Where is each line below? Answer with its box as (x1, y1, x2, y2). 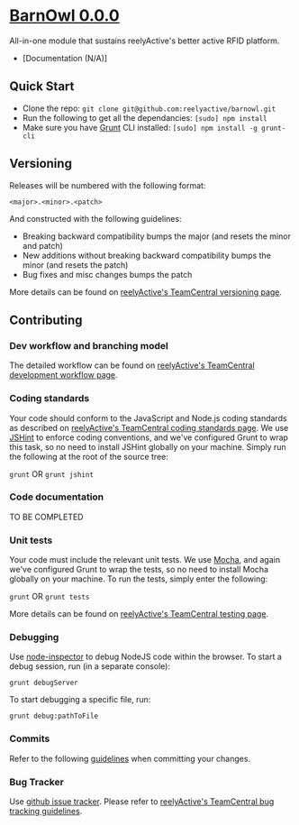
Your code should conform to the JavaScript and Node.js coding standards (9, 412, 287, 424)
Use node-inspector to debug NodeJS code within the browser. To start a (9, 651, 282, 663)
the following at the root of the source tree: (9, 451, 169, 462)
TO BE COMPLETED (9, 511, 84, 522)
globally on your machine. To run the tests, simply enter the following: (9, 573, 268, 584)
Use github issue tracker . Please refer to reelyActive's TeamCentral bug (9, 796, 275, 807)
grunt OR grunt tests (9, 591, 90, 602)
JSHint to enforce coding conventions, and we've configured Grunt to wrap (9, 432, 288, 443)
